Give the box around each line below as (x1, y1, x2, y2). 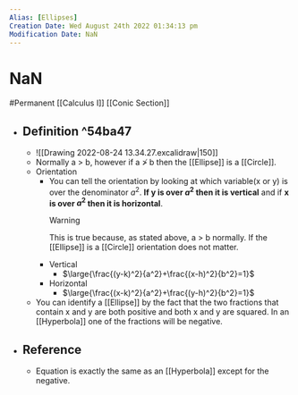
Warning (48, 215, 81, 226)
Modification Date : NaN (9, 29, 98, 38)
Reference (21, 341, 82, 357)
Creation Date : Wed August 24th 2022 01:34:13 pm (9, 21, 199, 30)
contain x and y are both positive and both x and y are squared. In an (35, 307, 289, 317)
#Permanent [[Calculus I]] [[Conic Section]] (9, 97, 170, 108)
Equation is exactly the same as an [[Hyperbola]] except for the (35, 366, 270, 376)
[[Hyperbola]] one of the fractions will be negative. (35, 316, 224, 327)
